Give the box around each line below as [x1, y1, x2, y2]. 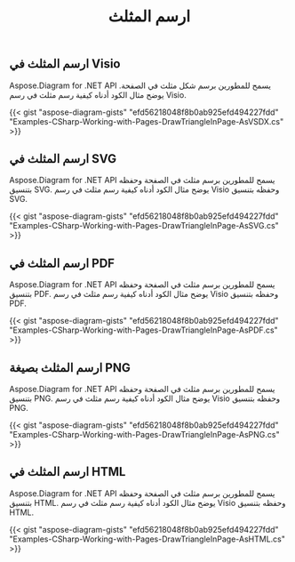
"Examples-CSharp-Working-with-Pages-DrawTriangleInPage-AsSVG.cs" [9, 221, 280, 231]
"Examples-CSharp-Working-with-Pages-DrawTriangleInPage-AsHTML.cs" [9, 534, 286, 544]
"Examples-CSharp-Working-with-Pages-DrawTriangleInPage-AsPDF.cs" [9, 325, 278, 335]
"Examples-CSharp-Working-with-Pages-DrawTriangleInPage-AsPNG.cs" [9, 430, 280, 440]
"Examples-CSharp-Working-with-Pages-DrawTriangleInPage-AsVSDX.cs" [9, 116, 284, 126]
